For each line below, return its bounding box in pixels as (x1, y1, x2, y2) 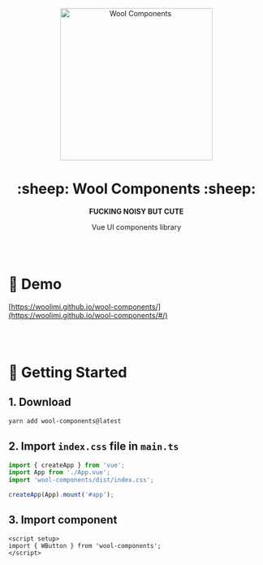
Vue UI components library (91, 222, 182, 231)
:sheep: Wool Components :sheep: (16, 179, 257, 198)
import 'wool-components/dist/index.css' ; (8, 476, 154, 485)
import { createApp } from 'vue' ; (8, 461, 126, 469)
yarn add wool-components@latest (8, 416, 122, 425)
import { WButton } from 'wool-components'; (8, 541, 162, 550)
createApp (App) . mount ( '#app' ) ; (8, 491, 114, 499)
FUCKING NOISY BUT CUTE (88, 206, 184, 216)
